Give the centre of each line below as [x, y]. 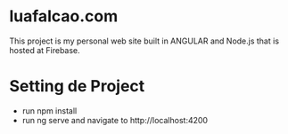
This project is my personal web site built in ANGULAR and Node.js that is [144, 41]
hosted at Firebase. [45, 50]
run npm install [49, 110]
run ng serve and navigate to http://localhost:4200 [115, 120]
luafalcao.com [64, 16]
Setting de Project [77, 87]
